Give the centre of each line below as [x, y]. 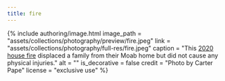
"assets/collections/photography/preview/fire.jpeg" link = [89, 40]
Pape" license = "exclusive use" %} [58, 70]
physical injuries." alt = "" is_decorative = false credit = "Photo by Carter [110, 62]
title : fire [24, 13]
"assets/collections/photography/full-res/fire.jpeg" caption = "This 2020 [110, 48]
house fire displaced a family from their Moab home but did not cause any [113, 55]
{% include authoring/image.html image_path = [74, 33]
